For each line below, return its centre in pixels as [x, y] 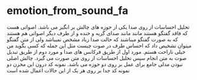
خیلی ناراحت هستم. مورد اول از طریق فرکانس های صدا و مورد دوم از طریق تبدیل [96, 51]
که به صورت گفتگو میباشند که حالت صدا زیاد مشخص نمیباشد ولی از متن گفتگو [93, 39]
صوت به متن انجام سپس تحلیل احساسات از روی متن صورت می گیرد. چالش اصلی [97, 58]
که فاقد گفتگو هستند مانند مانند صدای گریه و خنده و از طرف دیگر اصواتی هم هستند [97, 33]
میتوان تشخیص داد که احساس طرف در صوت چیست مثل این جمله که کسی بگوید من [99, 46]
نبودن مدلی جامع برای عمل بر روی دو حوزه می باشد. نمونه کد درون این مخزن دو [95, 64]
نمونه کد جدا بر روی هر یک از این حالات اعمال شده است [68, 70]
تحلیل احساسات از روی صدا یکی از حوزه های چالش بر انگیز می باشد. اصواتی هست [98, 27]
